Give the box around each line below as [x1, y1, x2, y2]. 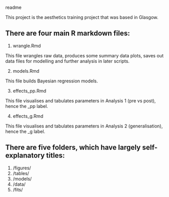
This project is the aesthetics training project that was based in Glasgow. [5, 14, 159, 20]
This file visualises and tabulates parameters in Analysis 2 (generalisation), [5, 123, 163, 129]
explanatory [5, 151, 45, 160]
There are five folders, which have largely [5, 143, 141, 152]
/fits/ [12, 186, 23, 192]
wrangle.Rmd [12, 42, 41, 49]
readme [5, 5, 22, 10]
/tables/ [12, 170, 29, 176]
